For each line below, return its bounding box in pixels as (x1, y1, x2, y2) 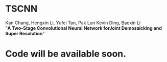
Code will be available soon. (5, 48, 127, 59)
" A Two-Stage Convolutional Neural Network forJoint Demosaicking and (5, 25, 162, 31)
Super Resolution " (5, 30, 45, 36)
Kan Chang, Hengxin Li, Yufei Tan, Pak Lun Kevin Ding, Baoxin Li (5, 20, 141, 26)
